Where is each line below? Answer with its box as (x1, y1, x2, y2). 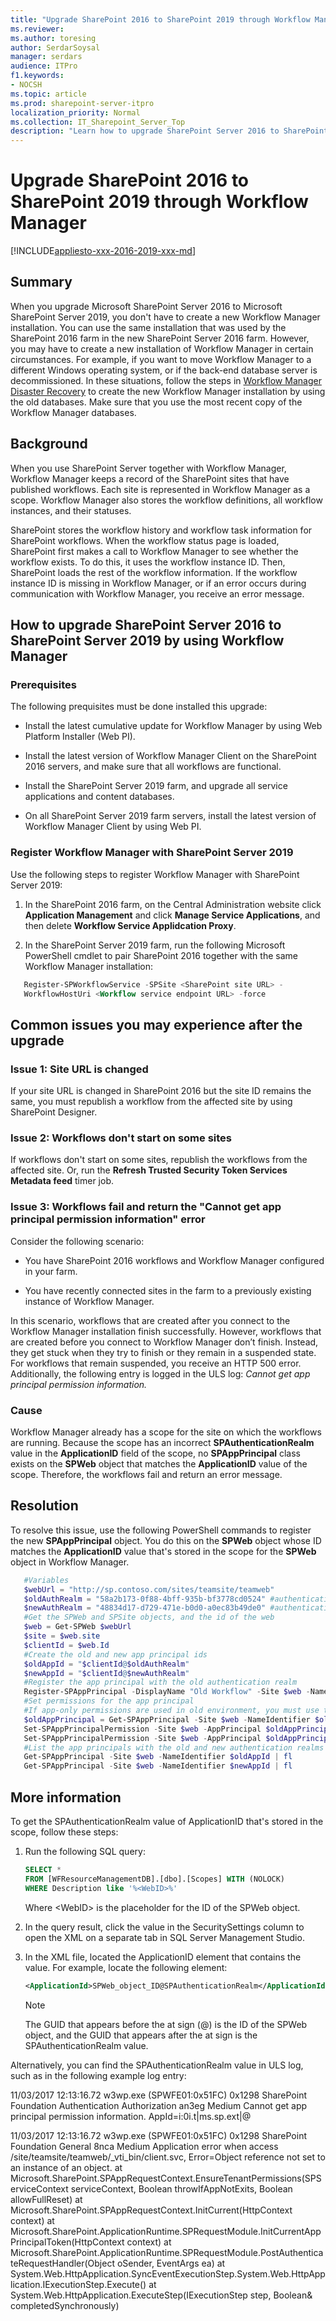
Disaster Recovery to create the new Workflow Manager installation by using (10, 385, 326, 397)
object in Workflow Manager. (10, 1556, 130, 1568)
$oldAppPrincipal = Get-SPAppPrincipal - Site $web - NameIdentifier (23, 1714, 311, 1725)
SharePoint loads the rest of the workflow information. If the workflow (10, 566, 298, 578)
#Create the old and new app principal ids (23, 1649, 208, 1660)
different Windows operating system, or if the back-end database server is (10, 364, 318, 376)
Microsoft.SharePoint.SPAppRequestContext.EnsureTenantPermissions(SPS (10, 2172, 322, 2184)
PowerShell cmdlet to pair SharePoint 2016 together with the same (24, 949, 298, 961)
